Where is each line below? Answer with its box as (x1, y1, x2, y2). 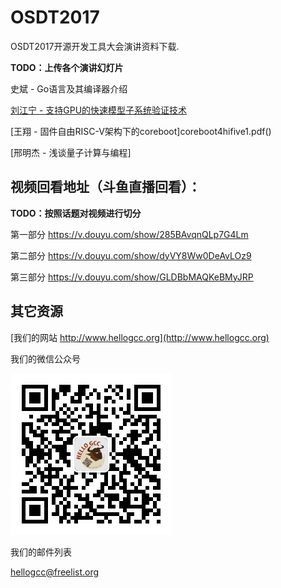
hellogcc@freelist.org (10, 566, 100, 578)
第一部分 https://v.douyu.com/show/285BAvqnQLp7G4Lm (10, 228, 249, 240)
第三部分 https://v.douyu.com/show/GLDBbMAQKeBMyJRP (10, 271, 254, 283)
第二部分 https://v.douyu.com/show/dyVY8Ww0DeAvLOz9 (10, 249, 252, 261)
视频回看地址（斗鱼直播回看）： (10, 179, 202, 196)
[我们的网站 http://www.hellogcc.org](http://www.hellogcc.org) (10, 331, 270, 343)
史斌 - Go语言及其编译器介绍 (10, 82, 128, 95)
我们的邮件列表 (10, 546, 72, 558)
